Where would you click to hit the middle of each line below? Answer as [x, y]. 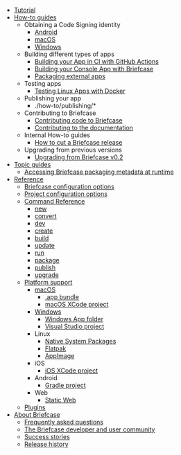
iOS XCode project [71, 371]
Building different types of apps [69, 54]
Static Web [60, 400]
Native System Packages [80, 341]
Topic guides [32, 164]
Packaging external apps [70, 76]
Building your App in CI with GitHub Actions [97, 61]
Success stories [47, 437]
